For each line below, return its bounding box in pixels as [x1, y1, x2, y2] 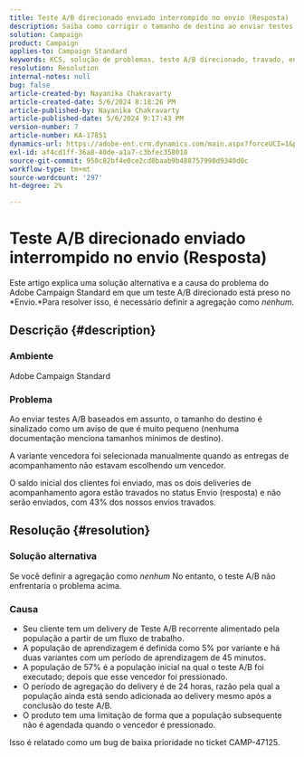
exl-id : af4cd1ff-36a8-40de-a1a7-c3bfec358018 [9, 147, 188, 156]
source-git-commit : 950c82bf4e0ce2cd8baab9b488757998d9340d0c [9, 156, 249, 166]
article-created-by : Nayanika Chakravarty [9, 89, 172, 98]
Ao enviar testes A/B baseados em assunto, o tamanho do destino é [9, 413, 262, 425]
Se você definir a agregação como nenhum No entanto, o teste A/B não [9, 571, 276, 582]
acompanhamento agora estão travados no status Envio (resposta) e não [9, 487, 281, 498]
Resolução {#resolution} [9, 523, 151, 538]
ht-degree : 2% [9, 182, 63, 191]
